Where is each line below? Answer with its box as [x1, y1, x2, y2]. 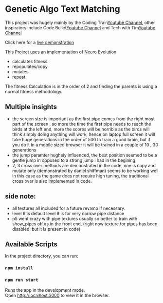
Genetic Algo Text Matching [5, 3, 120, 15]
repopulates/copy [12, 64, 48, 69]
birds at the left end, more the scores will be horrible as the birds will [12, 126, 150, 132]
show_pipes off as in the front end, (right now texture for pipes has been [12, 221, 158, 227]
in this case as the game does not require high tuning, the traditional [12, 173, 149, 179]
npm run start [5, 277, 38, 283]
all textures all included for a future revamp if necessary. [12, 205, 126, 211]
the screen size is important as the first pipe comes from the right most [12, 116, 155, 122]
